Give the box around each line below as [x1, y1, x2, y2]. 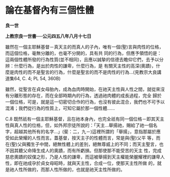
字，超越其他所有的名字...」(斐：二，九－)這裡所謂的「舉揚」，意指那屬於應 [5, 128, 161, 135]
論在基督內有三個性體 [5, 5, 95, 16]
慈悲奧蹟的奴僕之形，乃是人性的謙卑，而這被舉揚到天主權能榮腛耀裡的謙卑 [5, 154, 160, 160]
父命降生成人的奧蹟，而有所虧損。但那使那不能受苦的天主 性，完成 [22, 147, 162, 153]
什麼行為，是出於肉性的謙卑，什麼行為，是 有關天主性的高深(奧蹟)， [14, 63, 156, 69]
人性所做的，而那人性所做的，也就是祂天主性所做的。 [14, 166, 125, 172]
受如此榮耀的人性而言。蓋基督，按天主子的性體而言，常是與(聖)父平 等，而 [5, 135, 161, 141]
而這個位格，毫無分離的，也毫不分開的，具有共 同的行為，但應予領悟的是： [5, 50, 162, 56]
